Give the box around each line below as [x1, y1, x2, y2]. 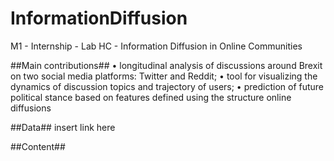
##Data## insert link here [10, 121, 116, 133]
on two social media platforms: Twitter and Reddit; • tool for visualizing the [10, 70, 318, 82]
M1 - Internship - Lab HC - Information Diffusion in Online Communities [10, 40, 303, 52]
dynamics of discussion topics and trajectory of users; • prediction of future [10, 80, 325, 92]
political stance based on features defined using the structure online [10, 91, 292, 103]
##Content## [10, 140, 66, 152]
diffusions [10, 102, 52, 114]
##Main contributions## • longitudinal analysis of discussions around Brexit [10, 59, 323, 71]
